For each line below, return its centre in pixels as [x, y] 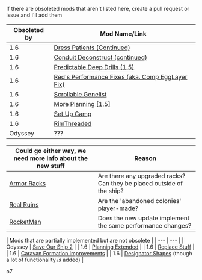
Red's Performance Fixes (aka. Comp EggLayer [121, 77]
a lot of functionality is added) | [45, 260]
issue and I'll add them [34, 15]
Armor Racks [28, 183]
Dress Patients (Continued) [92, 48]
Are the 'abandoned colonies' [140, 201]
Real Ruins [24, 204]
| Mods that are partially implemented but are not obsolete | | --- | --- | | [95, 241]
